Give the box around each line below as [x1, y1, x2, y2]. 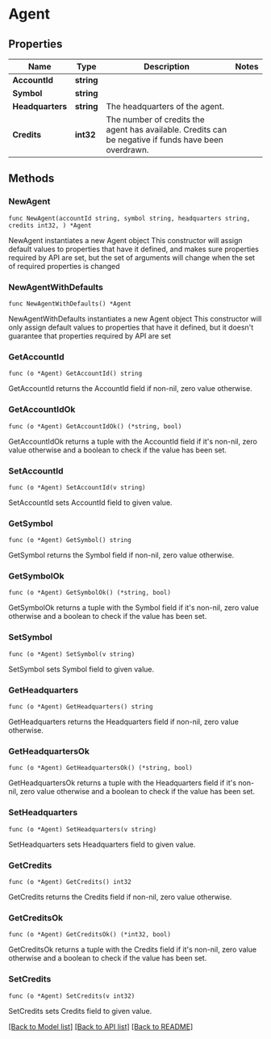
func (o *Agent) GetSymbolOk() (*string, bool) [8, 589, 172, 597]
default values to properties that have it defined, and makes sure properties [8, 244, 260, 254]
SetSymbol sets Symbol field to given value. [8, 664, 155, 674]
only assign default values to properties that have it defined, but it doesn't [8, 322, 254, 332]
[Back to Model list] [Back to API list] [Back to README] [8, 1021, 194, 1031]
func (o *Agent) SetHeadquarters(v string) [8, 825, 157, 833]
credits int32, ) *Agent [8, 221, 92, 229]
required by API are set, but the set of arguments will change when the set [8, 252, 256, 263]
